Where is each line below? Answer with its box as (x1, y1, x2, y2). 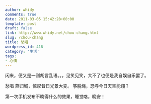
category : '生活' (5, 49, 40, 54)
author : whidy (5, 7, 35, 12)
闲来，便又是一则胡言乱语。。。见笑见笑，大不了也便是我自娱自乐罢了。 (5, 73, 149, 79)
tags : (5, 53, 16, 59)
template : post (5, 21, 37, 26)
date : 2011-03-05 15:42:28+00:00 (5, 16, 75, 21)
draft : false (5, 26, 32, 31)
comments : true (5, 12, 37, 17)
